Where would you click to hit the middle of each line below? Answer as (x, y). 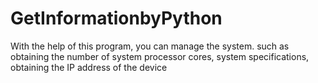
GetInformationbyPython (116, 18)
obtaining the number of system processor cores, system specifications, (160, 56)
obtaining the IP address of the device (89, 67)
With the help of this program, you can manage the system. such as (150, 46)
